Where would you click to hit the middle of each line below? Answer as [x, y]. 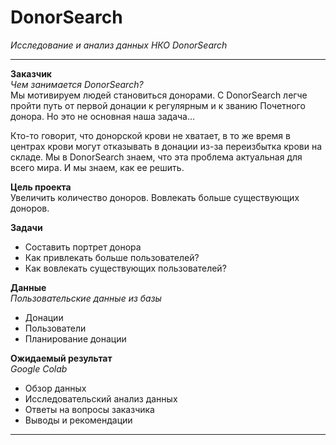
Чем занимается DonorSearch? [77, 84]
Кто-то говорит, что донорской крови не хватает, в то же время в [150, 135]
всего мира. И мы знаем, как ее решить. [97, 167]
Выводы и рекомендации [78, 420]
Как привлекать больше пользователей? [112, 257]
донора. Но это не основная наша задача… [103, 116]
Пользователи [55, 328]
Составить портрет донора [83, 247]
